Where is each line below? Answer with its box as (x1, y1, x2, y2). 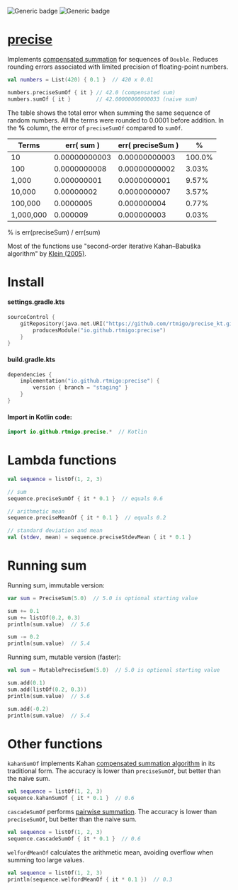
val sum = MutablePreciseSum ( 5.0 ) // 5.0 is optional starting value (7, 667, 220, 674)
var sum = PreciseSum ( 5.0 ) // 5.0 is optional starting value (7, 595, 198, 602)
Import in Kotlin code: (7, 412, 72, 421)
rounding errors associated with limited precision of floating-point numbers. (7, 62, 229, 71)
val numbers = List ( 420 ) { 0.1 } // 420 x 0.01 (7, 76, 154, 83)
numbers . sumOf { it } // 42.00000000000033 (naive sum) (7, 96, 198, 103)
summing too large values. (7, 855, 85, 864)
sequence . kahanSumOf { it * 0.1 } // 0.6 (7, 794, 135, 802)
